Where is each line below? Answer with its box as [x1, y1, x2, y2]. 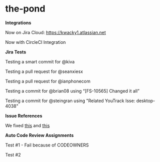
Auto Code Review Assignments [5, 132, 74, 138]
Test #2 [5, 151, 21, 157]
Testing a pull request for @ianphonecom [5, 78, 91, 84]
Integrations [5, 20, 32, 26]
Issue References [5, 113, 43, 119]
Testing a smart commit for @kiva [5, 58, 75, 64]
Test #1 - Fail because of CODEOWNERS [5, 142, 89, 148]
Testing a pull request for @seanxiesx [5, 68, 83, 74]
